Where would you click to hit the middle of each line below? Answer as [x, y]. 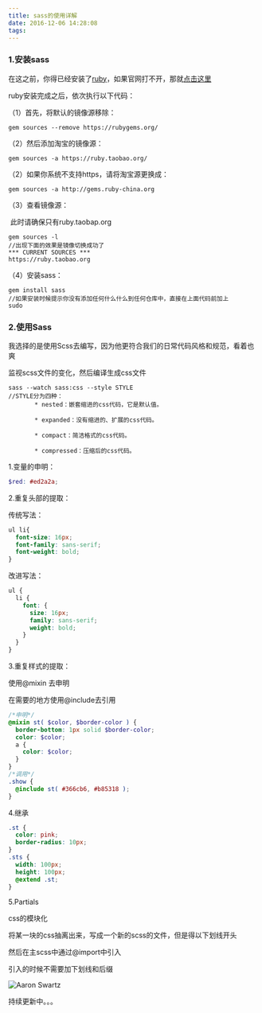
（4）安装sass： [36, 275]
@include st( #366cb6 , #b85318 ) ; [72, 789]
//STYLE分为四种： [36, 396]
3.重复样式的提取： [39, 666]
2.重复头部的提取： [39, 497]
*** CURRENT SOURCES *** [49, 252]
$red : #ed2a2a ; [33, 481]
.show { [21, 781]
